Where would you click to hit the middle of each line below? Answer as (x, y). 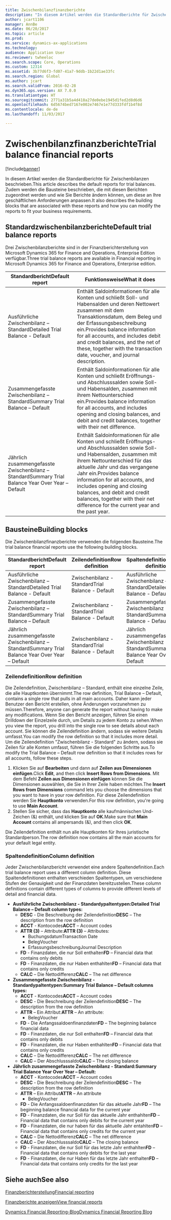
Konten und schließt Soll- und (113, 297)
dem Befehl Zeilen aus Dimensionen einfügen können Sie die (78, 779)
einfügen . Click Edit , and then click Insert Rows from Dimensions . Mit (86, 773)
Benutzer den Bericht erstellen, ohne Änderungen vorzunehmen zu (76, 704)
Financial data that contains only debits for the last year (78, 1153)
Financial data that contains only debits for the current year (82, 1121)
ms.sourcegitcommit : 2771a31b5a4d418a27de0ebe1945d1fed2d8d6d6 (74, 100)
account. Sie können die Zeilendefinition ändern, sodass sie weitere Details (84, 731)
